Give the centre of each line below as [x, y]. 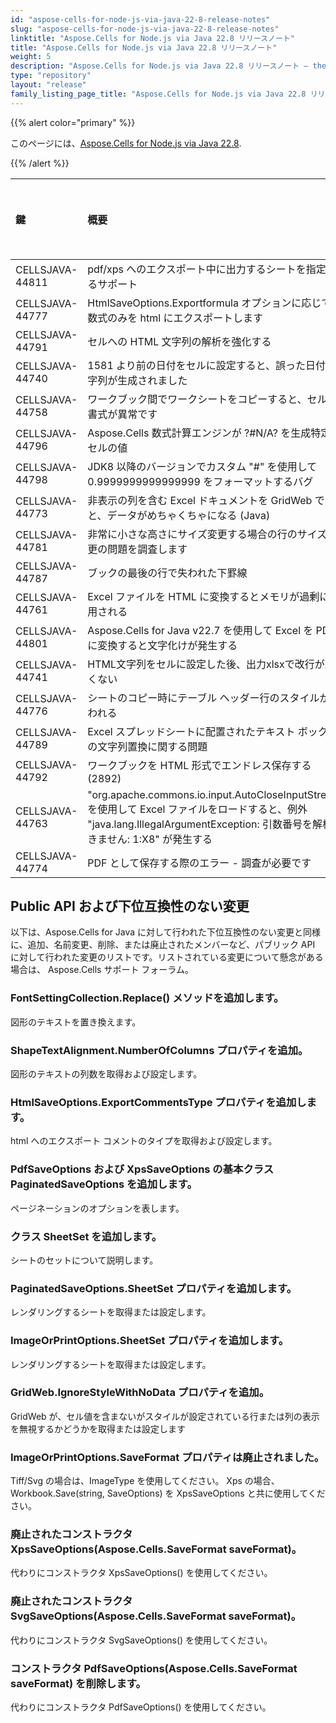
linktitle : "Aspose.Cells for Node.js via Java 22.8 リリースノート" [152, 38]
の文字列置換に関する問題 [147, 746]
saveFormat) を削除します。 [78, 1683]
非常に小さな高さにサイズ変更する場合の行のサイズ [207, 534]
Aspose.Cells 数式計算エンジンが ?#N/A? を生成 [199, 433]
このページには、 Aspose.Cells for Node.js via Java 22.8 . [126, 143]
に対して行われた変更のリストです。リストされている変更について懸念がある [167, 957]
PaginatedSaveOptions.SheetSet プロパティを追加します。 [153, 1288]
